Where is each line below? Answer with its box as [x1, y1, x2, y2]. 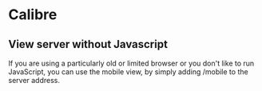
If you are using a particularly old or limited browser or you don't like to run [8, 58, 255, 68]
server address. [8, 76, 61, 85]
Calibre [8, 6, 58, 24]
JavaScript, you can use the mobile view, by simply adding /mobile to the [8, 67, 249, 77]
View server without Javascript [8, 38, 168, 51]
